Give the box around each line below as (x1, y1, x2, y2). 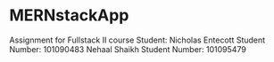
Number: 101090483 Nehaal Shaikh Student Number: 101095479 (9, 43, 247, 54)
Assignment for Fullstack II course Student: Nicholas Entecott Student (9, 35, 266, 45)
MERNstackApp (9, 5, 129, 26)
